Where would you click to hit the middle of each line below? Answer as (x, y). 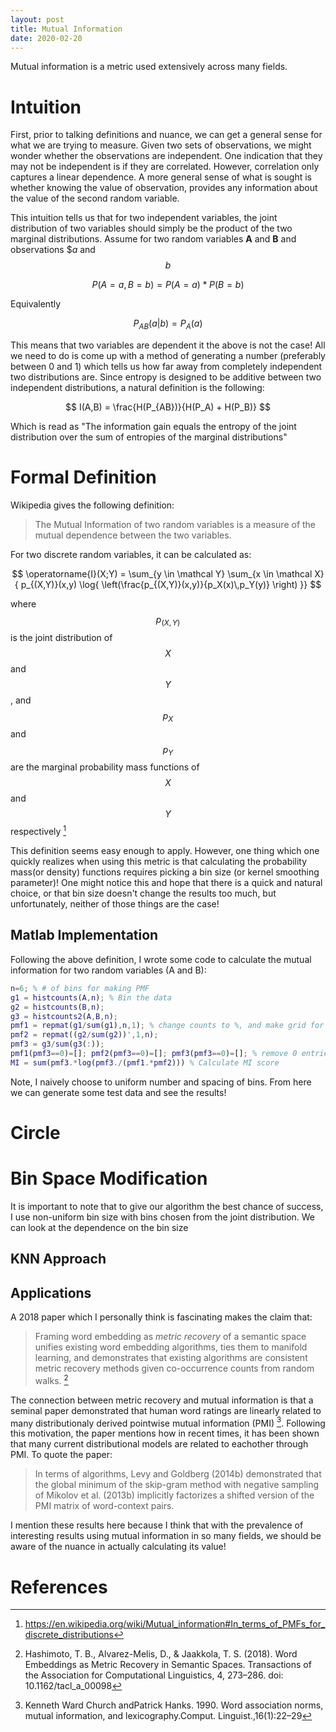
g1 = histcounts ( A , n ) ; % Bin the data (91, 997)
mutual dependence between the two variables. (133, 535)
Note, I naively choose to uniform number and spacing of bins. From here (161, 1082)
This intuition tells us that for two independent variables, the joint (144, 218)
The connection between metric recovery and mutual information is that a (162, 1400)
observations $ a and (53, 250)
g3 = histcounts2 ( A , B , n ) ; (64, 1016)
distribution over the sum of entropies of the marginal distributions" (149, 437)
